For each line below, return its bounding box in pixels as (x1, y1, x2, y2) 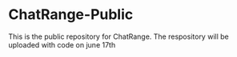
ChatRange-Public (8, 6, 134, 24)
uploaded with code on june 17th (8, 40, 116, 49)
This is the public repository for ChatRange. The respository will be (8, 32, 230, 41)
